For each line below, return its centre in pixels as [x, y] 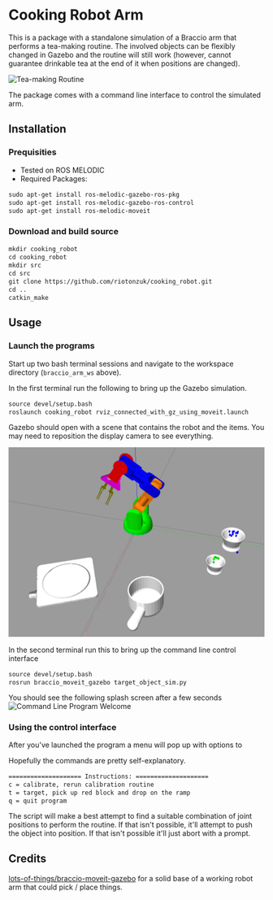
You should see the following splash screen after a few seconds [115, 698]
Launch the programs [52, 346]
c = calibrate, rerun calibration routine [81, 785]
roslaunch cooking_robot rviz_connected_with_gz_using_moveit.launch [129, 412]
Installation [37, 129]
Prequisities [32, 152]
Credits [28, 859]
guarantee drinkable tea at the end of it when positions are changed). [125, 63]
